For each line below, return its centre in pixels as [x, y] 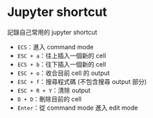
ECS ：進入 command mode [55, 47]
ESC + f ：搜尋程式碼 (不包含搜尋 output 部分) [82, 81]
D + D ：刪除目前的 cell [49, 99]
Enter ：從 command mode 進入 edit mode [78, 108]
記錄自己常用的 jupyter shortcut [52, 32]
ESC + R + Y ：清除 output [54, 90]
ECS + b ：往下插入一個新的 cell [62, 64]
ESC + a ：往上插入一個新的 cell [62, 56]
